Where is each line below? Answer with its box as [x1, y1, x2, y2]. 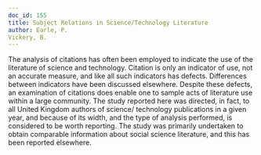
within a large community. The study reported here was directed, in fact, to [8, 96, 250, 106]
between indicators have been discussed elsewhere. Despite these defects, [8, 80, 253, 89]
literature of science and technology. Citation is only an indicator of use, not [8, 63, 253, 73]
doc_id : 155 [8, 11, 47, 20]
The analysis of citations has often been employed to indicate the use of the [8, 55, 253, 64]
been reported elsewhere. [8, 138, 92, 147]
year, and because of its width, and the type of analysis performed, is [8, 113, 233, 122]
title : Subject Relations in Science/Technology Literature [8, 19, 209, 27]
